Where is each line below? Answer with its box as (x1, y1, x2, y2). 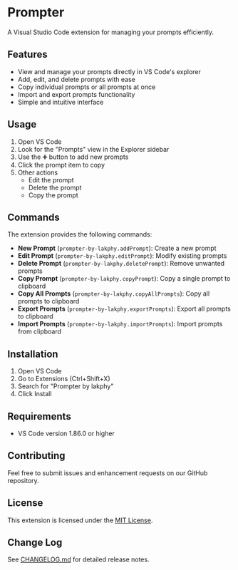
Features (7, 48, 48, 61)
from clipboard (17, 327, 62, 336)
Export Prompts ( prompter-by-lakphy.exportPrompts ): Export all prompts (17, 304, 232, 313)
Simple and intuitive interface (17, 98, 104, 106)
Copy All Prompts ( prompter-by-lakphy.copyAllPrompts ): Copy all (17, 289, 210, 298)
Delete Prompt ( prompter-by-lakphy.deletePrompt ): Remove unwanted (17, 259, 225, 268)
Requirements (7, 410, 71, 423)
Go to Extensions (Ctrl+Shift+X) (17, 375, 110, 383)
